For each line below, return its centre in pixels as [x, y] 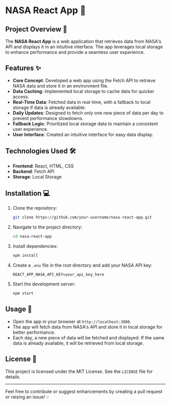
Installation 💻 [28, 194]
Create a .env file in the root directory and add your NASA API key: [82, 265]
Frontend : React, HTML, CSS [43, 166]
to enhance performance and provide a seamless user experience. [75, 52]
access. [21, 97]
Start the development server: [44, 284]
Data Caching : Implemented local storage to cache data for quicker [83, 91]
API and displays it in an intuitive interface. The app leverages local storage [84, 47]
